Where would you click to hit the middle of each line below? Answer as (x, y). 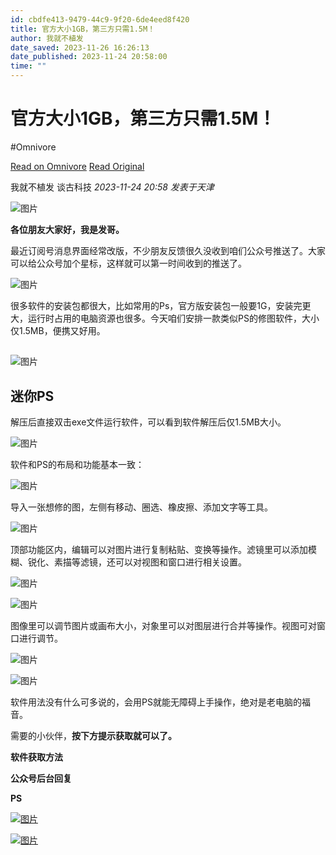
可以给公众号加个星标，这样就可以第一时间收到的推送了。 (128, 263)
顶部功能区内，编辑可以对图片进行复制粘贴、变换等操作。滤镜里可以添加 (159, 550)
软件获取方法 (36, 757)
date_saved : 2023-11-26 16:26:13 (80, 47)
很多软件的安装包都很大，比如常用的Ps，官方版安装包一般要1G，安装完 (156, 305)
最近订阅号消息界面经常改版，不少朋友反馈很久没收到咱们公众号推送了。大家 (168, 250)
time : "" (28, 66)
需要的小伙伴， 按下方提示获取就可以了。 (93, 736)
